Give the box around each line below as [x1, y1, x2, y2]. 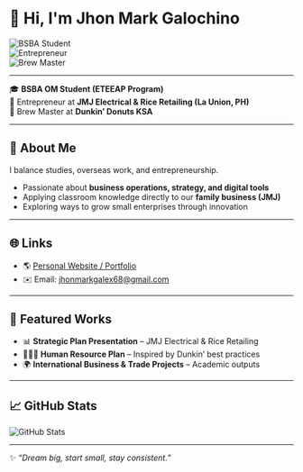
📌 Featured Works [9, 311, 113, 327]
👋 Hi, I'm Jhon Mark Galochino [9, 8, 241, 29]
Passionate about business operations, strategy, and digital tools [22, 182, 270, 193]
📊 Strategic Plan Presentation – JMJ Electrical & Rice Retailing [22, 336, 259, 347]
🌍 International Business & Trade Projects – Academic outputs [22, 359, 261, 370]
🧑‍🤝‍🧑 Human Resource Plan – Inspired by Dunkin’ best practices [22, 349, 261, 359]
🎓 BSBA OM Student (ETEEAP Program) [9, 83, 164, 94]
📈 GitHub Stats [9, 398, 97, 413]
